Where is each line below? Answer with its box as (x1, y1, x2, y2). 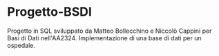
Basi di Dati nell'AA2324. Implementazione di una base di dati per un (7, 33, 202, 42)
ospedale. (7, 41, 36, 49)
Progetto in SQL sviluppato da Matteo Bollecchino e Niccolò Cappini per (7, 27, 212, 35)
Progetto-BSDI (7, 4, 92, 20)
